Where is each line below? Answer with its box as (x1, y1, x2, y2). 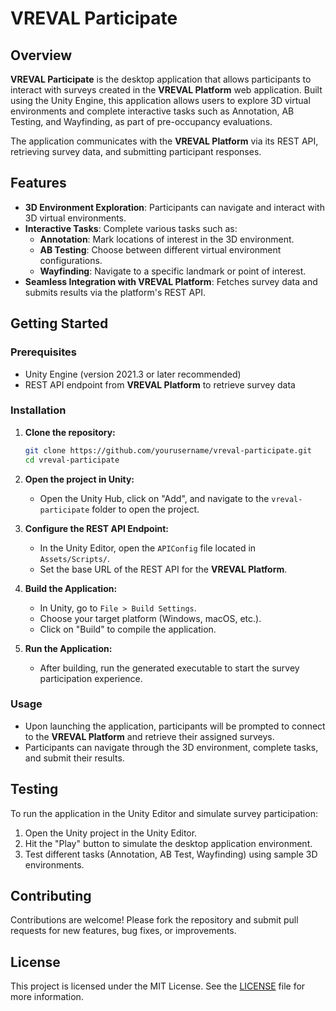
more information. (10, 991, 84, 1003)
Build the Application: (24, 582, 118, 594)
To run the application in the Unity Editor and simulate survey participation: (10, 807, 318, 819)
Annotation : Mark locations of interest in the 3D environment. (39, 233, 295, 245)
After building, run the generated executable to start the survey (39, 662, 300, 674)
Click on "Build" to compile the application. (39, 623, 217, 635)
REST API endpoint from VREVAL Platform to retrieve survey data (24, 378, 296, 391)
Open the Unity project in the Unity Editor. (24, 827, 198, 839)
